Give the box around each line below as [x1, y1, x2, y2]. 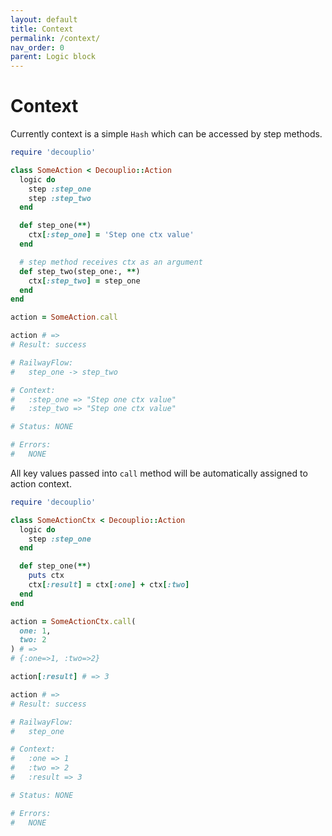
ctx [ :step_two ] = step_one [28, 276, 141, 286]
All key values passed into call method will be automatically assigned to [10, 467, 308, 479]
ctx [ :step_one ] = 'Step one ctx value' [28, 230, 195, 240]
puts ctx [28, 571, 65, 581]
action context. [10, 477, 72, 490]
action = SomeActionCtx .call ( [10, 616, 137, 626]
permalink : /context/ [10, 33, 101, 43]
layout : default [10, 14, 78, 25]
